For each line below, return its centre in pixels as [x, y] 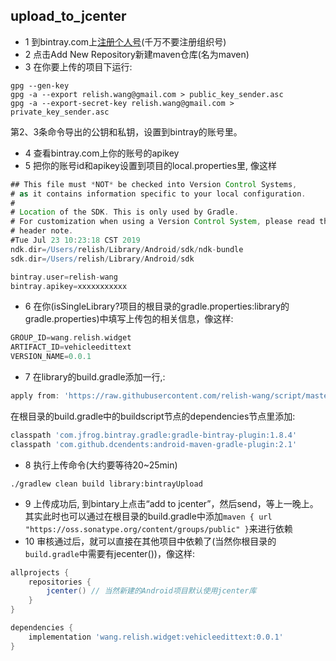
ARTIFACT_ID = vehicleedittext [71, 347]
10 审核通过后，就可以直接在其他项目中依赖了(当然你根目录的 [150, 541]
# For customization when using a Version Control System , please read [162, 222]
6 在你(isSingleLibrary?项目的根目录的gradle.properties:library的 [157, 306]
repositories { [60, 582]
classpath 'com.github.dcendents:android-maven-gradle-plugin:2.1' [154, 444]
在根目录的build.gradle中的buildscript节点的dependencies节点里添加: [153, 416]
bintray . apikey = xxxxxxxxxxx [69, 286]
